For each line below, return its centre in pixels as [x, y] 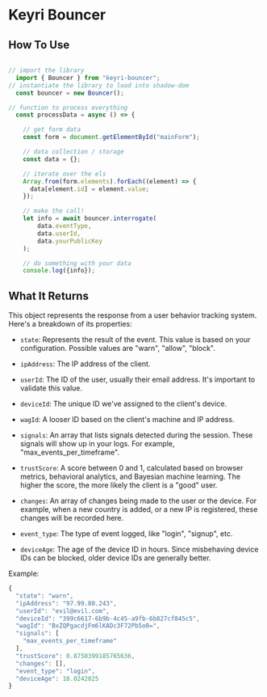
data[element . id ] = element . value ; [90, 189]
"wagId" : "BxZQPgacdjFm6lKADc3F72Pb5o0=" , [88, 626]
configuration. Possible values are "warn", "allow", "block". [117, 348]
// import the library [46, 70]
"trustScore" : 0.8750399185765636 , [75, 656]
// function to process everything [68, 108]
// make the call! [54, 211]
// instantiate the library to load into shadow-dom [99, 85]
